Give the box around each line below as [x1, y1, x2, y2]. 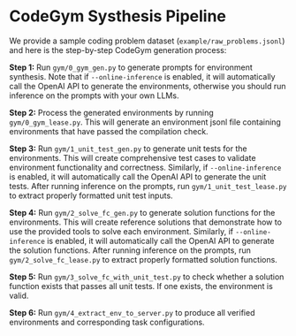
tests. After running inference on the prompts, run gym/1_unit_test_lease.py [9, 180, 287, 191]
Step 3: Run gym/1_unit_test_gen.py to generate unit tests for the [9, 143, 247, 154]
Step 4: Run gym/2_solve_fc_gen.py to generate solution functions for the [9, 207, 276, 218]
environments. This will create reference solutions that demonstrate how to [9, 217, 283, 227]
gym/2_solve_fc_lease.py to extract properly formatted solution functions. [9, 254, 278, 264]
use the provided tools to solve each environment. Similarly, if [9, 225, 234, 236]
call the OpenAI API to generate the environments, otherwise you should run [9, 80, 286, 91]
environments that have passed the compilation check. [9, 126, 209, 136]
